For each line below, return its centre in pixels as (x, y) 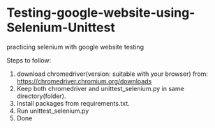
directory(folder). (41, 96)
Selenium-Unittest (61, 27)
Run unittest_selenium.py (53, 111)
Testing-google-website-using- (101, 13)
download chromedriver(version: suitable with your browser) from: (112, 74)
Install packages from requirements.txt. (73, 103)
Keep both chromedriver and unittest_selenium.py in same (100, 88)
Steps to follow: (29, 60)
